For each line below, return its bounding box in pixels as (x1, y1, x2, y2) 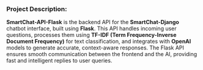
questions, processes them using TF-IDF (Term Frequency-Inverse (6, 31, 177, 39)
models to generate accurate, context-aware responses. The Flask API (6, 44, 185, 51)
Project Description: (6, 5, 67, 13)
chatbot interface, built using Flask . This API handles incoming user (6, 25, 177, 32)
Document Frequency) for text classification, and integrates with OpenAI (6, 38, 191, 45)
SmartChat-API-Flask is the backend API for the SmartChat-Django (6, 19, 179, 26)
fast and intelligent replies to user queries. (6, 57, 113, 65)
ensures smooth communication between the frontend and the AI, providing (6, 51, 197, 58)
